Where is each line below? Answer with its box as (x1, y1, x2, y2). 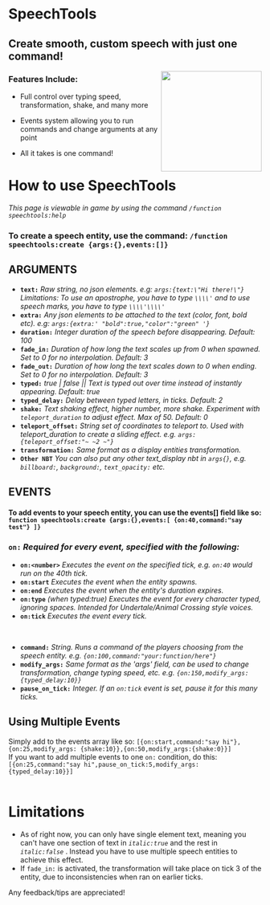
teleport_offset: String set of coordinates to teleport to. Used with (19, 421, 244, 430)
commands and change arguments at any (19, 124, 158, 133)
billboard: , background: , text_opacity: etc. (19, 462, 166, 471)
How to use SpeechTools (8, 177, 177, 195)
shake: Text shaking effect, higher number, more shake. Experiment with (19, 403, 260, 414)
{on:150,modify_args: (176, 669, 249, 677)
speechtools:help (8, 211, 67, 219)
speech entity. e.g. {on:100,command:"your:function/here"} (19, 650, 217, 660)
